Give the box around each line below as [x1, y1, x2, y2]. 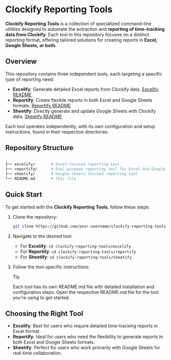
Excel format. [12, 328, 41, 334]
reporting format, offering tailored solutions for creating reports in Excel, [5, 37, 158, 43]
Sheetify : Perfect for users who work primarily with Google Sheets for [12, 345, 161, 351]
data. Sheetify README [12, 113, 62, 119]
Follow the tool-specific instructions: [12, 264, 90, 270]
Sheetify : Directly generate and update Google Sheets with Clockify [12, 108, 156, 114]
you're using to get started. [12, 294, 70, 301]
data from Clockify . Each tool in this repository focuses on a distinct [5, 31, 150, 37]
